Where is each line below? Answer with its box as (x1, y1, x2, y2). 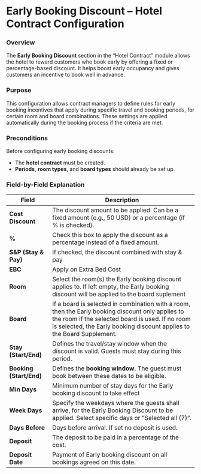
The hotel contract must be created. (14, 159, 106, 166)
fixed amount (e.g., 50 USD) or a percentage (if (52, 214, 185, 222)
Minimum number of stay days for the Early (52, 382, 173, 390)
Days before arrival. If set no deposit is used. (52, 424, 178, 432)
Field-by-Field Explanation (6, 181, 85, 188)
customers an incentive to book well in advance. (6, 71, 126, 79)
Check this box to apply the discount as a (52, 231, 169, 239)
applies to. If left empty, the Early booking (52, 283, 169, 291)
